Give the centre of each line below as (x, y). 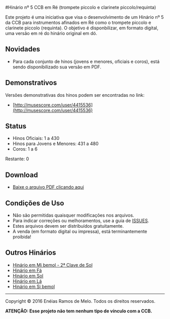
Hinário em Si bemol (34, 287)
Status (16, 126)
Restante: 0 (17, 159)
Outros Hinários (31, 253)
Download (22, 175)
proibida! (22, 237)
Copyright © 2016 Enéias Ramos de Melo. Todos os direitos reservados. (80, 301)
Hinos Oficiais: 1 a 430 (36, 138)
